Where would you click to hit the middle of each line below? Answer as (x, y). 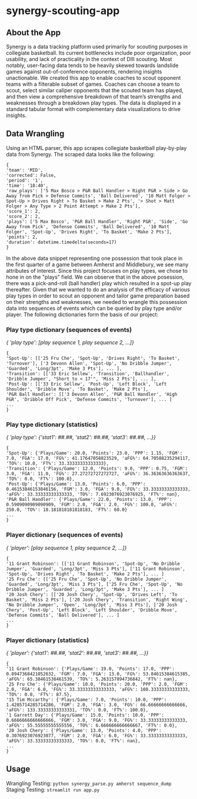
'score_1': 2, (24, 211)
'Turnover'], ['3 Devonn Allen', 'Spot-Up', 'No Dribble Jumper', (89, 364)
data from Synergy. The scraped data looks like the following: (81, 154)
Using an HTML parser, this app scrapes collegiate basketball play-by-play (96, 148)
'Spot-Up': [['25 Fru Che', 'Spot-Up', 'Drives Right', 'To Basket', (93, 359)
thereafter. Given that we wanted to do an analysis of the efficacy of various (98, 289)
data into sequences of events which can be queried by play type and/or (94, 308)
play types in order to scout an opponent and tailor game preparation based (98, 296)
